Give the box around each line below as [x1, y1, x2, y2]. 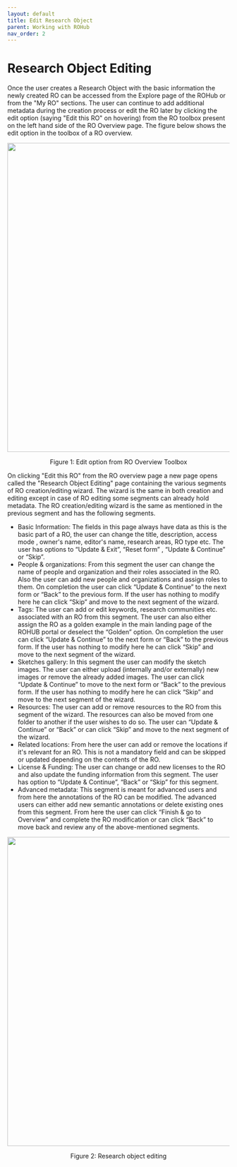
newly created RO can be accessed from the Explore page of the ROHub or [7, 91, 226, 100]
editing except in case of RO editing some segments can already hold [7, 494, 209, 502]
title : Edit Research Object [7, 17, 93, 24]
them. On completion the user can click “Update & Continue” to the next [17, 583, 227, 591]
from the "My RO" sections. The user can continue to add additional [7, 99, 205, 107]
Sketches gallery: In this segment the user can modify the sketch [17, 658, 207, 666]
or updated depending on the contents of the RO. [17, 755, 161, 764]
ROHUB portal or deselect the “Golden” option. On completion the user [17, 628, 224, 636]
